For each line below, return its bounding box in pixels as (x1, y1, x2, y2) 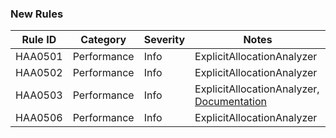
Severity (143, 33, 186, 47)
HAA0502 (15, 66, 63, 80)
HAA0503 (15, 88, 63, 102)
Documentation (194, 95, 268, 109)
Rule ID (21, 33, 57, 47)
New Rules (10, 7, 64, 21)
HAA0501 (15, 50, 63, 64)
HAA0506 (15, 111, 63, 125)
